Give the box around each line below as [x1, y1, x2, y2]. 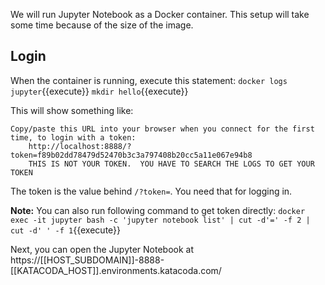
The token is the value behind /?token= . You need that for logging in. [10, 185, 293, 197]
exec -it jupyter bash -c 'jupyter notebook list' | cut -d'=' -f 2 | [10, 215, 311, 225]
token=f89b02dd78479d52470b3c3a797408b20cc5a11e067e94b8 [10, 150, 253, 160]
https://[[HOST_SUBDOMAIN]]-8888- [10, 254, 165, 266]
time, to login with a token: [10, 132, 137, 143]
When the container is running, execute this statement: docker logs [10, 74, 288, 86]
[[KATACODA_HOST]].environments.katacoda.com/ [10, 264, 222, 276]
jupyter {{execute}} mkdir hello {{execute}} [10, 85, 189, 97]
